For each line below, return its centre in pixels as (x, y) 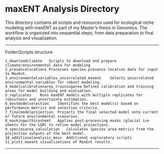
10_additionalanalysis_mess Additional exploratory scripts (69, 137)
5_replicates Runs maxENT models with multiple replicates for (74, 95)
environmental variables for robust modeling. (53, 82)
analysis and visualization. (31, 38)
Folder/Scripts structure (29, 52)
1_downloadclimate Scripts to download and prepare (61, 61)
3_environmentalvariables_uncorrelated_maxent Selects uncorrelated (79, 78)
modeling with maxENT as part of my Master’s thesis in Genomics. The (76, 27)
